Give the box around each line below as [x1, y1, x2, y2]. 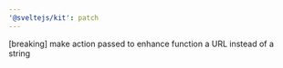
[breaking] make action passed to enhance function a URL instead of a [8, 38, 275, 49]
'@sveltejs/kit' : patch [8, 13, 100, 23]
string [8, 47, 31, 59]
